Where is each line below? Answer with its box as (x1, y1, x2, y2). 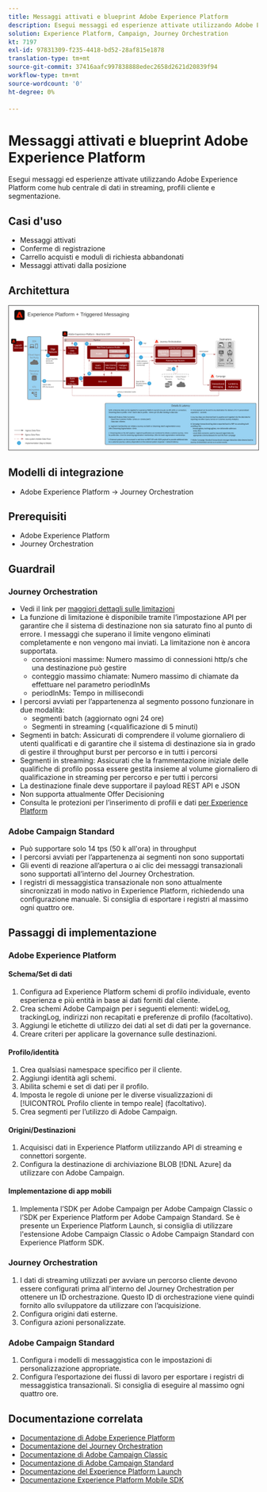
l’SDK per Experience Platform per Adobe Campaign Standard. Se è (19, 1212, 240, 1222)
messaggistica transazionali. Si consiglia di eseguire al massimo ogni (19, 1380, 246, 1391)
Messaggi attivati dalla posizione (19, 261, 127, 270)
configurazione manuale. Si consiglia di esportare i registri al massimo (19, 894, 249, 904)
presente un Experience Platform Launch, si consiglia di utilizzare (19, 1221, 234, 1230)
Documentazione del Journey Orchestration (19, 1441, 163, 1451)
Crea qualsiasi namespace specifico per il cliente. (19, 1065, 182, 1074)
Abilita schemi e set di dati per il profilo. (19, 1082, 149, 1092)
